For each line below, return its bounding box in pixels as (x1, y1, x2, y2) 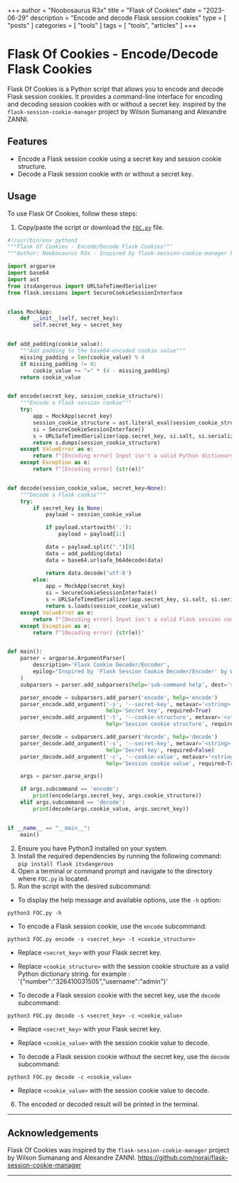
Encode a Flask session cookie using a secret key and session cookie (17, 154, 222, 163)
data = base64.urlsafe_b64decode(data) (45, 557, 164, 564)
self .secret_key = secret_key (33, 322, 122, 329)
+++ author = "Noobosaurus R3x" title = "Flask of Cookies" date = (7, 6, 202, 14)
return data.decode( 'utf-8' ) (45, 569, 132, 577)
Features (7, 135, 48, 148)
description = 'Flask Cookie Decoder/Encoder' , (33, 661, 171, 668)
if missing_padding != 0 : (20, 360, 97, 367)
